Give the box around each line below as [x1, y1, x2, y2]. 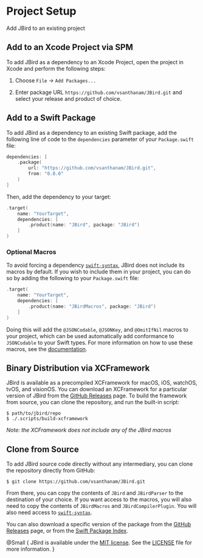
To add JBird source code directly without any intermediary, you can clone [6, 460, 193, 468]
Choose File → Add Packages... [15, 76, 96, 84]
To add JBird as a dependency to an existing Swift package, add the [6, 129, 177, 136]
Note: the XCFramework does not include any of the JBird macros [6, 426, 172, 434]
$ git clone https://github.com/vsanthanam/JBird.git [6, 479, 146, 485]
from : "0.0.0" [28, 171, 64, 177]
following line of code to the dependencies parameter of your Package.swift [6, 136, 194, 143]
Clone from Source [6, 444, 79, 454]
